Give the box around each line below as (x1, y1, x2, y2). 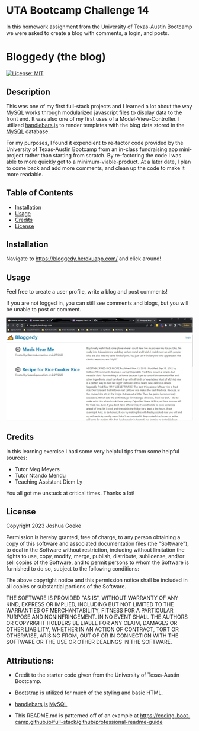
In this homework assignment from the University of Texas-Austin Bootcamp (6, 23, 192, 30)
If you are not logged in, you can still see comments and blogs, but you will (6, 300, 188, 307)
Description (6, 87, 50, 97)
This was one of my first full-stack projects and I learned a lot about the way (6, 102, 192, 110)
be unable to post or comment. (6, 306, 82, 313)
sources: (6, 454, 28, 461)
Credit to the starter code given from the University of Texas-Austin (14, 671, 179, 678)
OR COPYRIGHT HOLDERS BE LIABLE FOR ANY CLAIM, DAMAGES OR (6, 620, 178, 627)
